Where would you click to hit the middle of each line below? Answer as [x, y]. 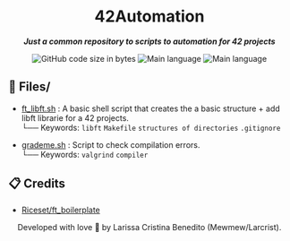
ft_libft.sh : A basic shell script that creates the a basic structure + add [151, 108]
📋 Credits [37, 184]
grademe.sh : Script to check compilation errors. [111, 144]
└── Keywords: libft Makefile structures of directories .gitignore [151, 127]
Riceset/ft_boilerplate [60, 210]
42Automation [149, 17]
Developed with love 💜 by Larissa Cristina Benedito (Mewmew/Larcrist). [149, 227]
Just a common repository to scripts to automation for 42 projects [149, 41]
